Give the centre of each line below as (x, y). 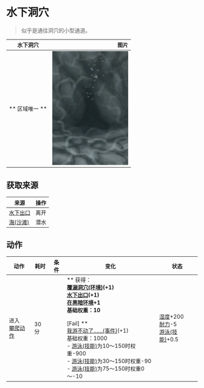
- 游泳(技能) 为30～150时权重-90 (109, 361)
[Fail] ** (77, 324)
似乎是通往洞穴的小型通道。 (56, 30)
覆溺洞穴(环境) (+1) (90, 288)
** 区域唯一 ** (28, 109)
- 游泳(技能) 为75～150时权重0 (105, 369)
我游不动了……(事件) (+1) (97, 331)
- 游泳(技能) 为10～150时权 (101, 346)
